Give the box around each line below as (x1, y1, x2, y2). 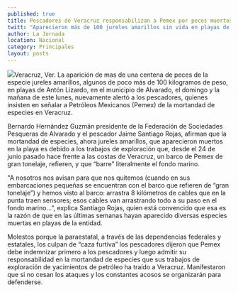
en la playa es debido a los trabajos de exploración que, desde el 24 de (7, 144, 216, 153)
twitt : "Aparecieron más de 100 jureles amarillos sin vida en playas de (7, 23, 230, 31)
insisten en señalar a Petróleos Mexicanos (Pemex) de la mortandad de (7, 100, 215, 109)
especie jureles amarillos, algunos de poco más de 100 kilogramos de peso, (7, 77, 229, 86)
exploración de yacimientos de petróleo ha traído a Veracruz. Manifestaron (7, 262, 226, 271)
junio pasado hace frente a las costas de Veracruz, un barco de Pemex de (7, 152, 223, 161)
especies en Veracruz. (7, 108, 73, 117)
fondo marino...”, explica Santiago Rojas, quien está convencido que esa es (7, 203, 227, 212)
